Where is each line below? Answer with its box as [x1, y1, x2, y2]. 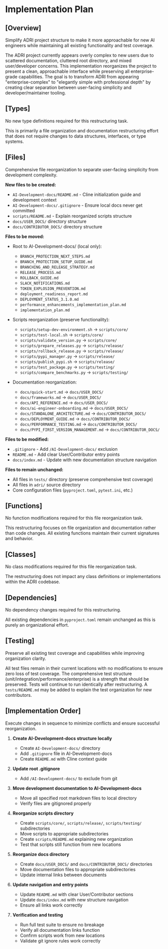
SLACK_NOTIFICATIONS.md [20, 280, 70, 286]
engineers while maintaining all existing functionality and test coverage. [5, 42, 153, 49]
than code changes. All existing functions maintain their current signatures [5, 530, 159, 536]
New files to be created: [5, 181, 56, 187]
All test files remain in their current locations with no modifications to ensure [5, 665, 163, 671]
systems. [5, 138, 24, 145]
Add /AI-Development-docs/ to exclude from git [20, 775, 118, 781]
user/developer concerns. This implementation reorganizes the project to [5, 63, 157, 69]
